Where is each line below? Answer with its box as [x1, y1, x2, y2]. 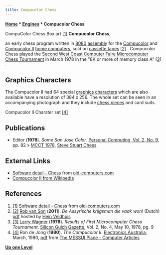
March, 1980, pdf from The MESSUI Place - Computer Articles [12, 235, 140, 241]
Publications [5, 124, 45, 132]
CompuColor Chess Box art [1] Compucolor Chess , [5, 30, 111, 36]
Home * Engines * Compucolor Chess [5, 21, 85, 27]
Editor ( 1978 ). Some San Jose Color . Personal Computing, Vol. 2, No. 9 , [12, 137, 160, 143]
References [5, 190, 42, 198]
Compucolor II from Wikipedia [12, 175, 74, 181]
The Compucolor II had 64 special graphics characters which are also [5, 89, 149, 95]
